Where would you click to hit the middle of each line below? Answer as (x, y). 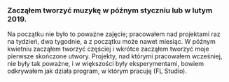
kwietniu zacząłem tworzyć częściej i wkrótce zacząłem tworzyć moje (108, 49)
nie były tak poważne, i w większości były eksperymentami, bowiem (106, 64)
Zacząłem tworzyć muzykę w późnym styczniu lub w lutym (110, 10)
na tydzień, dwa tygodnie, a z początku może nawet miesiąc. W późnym (111, 42)
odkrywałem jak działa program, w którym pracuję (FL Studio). (97, 71)
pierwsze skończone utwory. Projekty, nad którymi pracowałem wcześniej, (115, 56)
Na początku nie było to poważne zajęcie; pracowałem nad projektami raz (114, 34)
